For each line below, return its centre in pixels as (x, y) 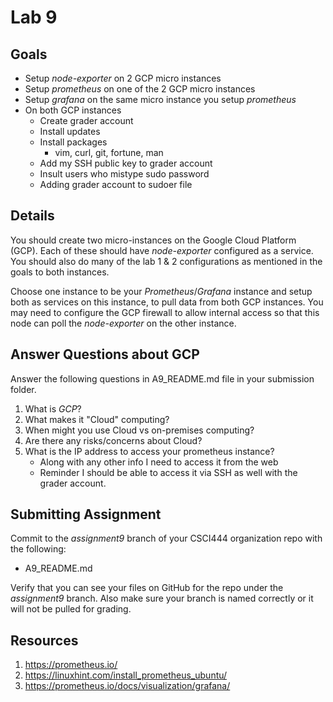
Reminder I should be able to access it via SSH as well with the (168, 472)
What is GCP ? (53, 408)
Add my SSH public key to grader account (126, 163)
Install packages (73, 142)
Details (32, 216)
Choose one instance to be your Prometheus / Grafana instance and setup (161, 291)
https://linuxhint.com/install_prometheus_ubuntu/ (126, 675)
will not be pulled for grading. (71, 609)
